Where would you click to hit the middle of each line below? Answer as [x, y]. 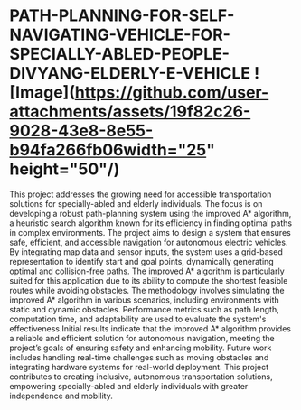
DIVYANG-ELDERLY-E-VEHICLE [130, 74]
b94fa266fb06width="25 [108, 150]
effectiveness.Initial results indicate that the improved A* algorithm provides [150, 328]
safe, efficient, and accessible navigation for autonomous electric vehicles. [149, 242]
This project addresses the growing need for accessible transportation [141, 194]
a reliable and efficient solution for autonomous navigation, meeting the [142, 338]
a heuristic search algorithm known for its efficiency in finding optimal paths [150, 223]
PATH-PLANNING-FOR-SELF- [122, 16]
